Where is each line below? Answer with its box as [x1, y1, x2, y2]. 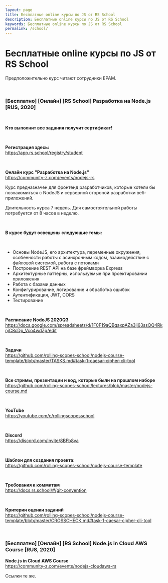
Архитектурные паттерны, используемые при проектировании [12, 270, 147, 277]
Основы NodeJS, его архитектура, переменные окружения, [12, 249, 141, 255]
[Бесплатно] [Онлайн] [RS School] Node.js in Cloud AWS [5, 540, 147, 547]
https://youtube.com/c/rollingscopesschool [5, 413, 95, 419]
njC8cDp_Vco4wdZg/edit [5, 328, 57, 334]
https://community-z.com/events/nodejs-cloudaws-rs [5, 563, 117, 569]
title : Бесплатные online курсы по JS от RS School [5, 12, 115, 17]
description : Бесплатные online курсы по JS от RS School [5, 17, 129, 22]
